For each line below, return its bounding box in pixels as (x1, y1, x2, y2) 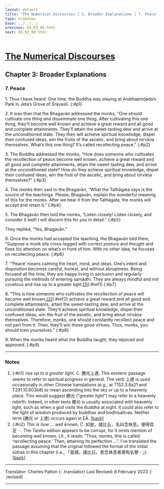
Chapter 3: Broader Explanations (5, 70, 107, 79)
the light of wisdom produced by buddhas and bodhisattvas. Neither (12, 409, 150, 415)
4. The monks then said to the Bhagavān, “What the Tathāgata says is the (5, 186, 153, 192)
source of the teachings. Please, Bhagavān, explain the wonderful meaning (5, 191, 156, 198)
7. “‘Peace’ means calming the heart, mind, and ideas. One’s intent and (5, 261, 146, 266)
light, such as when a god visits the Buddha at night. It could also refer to (12, 405, 159, 410)
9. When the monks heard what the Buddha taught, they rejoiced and (5, 336, 144, 342)
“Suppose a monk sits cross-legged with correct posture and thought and (5, 241, 154, 246)
